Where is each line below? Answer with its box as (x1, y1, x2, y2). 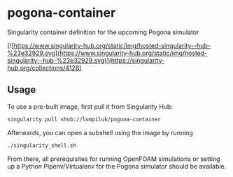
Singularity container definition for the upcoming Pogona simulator (7, 28, 199, 36)
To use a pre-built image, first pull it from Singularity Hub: (7, 102, 174, 111)
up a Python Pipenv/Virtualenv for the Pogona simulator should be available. (7, 162, 227, 170)
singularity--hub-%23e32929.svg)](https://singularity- (7, 56, 165, 64)
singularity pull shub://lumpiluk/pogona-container (7, 116, 161, 123)
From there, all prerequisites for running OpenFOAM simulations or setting (7, 155, 220, 163)
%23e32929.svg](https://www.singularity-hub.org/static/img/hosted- (7, 49, 208, 57)
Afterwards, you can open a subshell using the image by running (7, 128, 194, 137)
